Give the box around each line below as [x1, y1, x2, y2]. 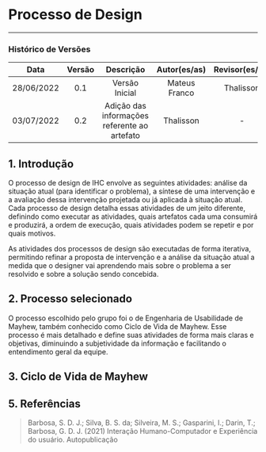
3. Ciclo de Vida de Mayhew [8, 370, 149, 384]
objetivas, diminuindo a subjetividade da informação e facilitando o [8, 339, 227, 348]
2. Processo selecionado [8, 292, 133, 306]
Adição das [104, 101, 146, 112]
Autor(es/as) [156, 64, 207, 75]
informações [101, 110, 149, 121]
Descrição [105, 64, 146, 75]
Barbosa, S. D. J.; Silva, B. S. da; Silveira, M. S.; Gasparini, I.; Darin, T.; [27, 418, 256, 427]
